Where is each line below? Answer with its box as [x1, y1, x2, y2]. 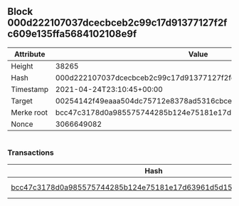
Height [11, 61, 33, 71]
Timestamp [11, 84, 49, 94]
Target [11, 96, 33, 105]
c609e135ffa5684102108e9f [7, 28, 137, 40]
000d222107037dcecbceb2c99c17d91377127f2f [7, 17, 228, 29]
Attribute [14, 49, 46, 59]
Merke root [11, 107, 48, 117]
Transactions [7, 148, 55, 158]
